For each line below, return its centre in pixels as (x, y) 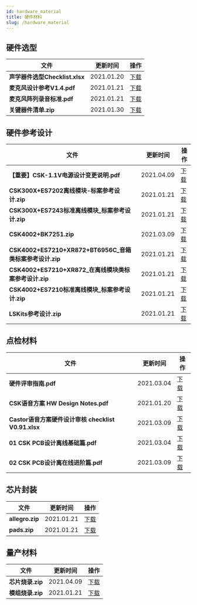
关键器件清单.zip (32, 110)
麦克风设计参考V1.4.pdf (42, 88)
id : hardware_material (34, 11)
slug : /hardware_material (38, 22)
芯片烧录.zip (26, 582)
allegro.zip (24, 519)
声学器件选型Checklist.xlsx (47, 77)
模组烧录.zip (26, 593)
